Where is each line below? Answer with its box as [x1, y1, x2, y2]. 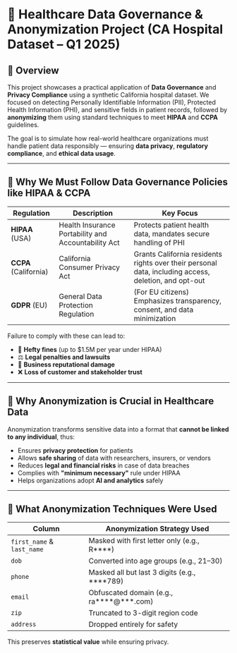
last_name [11, 546, 44, 554]
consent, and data [133, 305, 194, 315]
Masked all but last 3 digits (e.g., [88, 568, 196, 578]
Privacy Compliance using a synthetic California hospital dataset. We [7, 91, 209, 99]
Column [32, 524, 60, 534]
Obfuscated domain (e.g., [88, 588, 174, 598]
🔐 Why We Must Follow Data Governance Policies [7, 176, 228, 188]
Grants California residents [133, 249, 222, 259]
